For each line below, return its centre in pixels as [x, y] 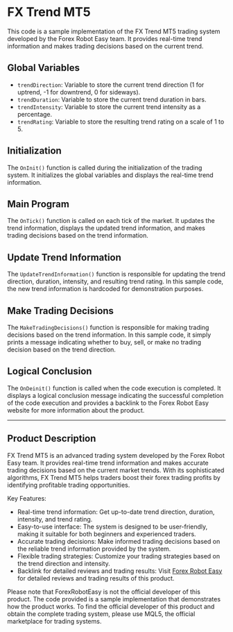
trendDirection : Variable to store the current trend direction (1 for [111, 85]
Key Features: [27, 498]
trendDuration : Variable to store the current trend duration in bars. [112, 99]
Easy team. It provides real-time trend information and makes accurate [108, 463]
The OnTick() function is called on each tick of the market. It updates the [111, 221]
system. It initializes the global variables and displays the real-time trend [110, 175]
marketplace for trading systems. [54, 621]
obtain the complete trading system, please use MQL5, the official [101, 614]
